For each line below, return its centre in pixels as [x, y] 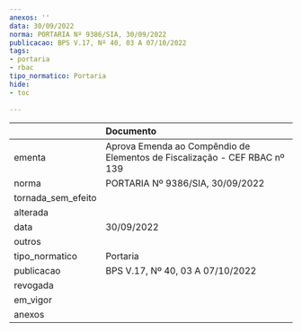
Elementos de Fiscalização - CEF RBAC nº [195, 158]
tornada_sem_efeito [55, 198]
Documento [131, 131]
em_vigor [33, 300]
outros [28, 241]
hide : [19, 84]
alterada [31, 213]
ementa [30, 158]
